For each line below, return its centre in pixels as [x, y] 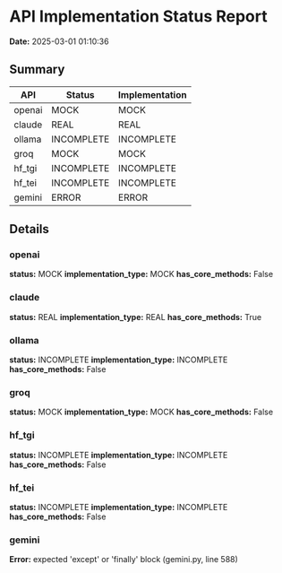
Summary [37, 69]
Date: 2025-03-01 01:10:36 [59, 41]
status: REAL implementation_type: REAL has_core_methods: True [136, 317]
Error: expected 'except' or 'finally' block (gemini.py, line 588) [124, 560]
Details [29, 229]
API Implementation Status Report [138, 17]
